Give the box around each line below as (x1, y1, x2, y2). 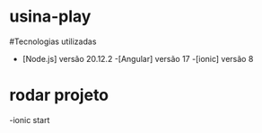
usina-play (9, 6, 92, 27)
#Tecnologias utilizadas (9, 36, 97, 47)
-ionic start (9, 114, 50, 125)
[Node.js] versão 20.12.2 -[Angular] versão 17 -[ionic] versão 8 (22, 53, 254, 64)
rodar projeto (9, 85, 109, 105)
